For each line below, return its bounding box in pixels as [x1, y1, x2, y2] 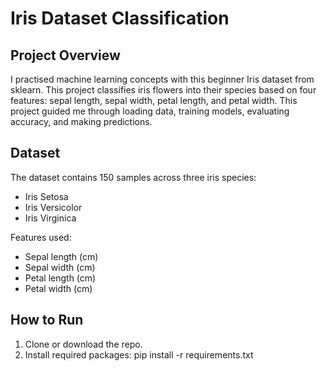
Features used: [10, 231, 72, 243]
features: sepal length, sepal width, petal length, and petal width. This [10, 95, 298, 106]
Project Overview [10, 47, 121, 64]
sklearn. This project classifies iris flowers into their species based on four [10, 84, 317, 96]
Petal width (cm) [24, 282, 93, 294]
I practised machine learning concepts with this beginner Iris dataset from [10, 73, 315, 85]
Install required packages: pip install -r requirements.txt [24, 348, 254, 361]
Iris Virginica [24, 212, 77, 224]
